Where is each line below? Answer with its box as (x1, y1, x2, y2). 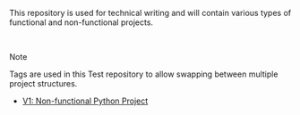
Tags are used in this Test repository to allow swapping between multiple (9, 69, 279, 79)
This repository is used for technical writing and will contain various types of (9, 8, 292, 18)
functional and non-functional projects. (9, 17, 154, 28)
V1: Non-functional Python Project (21, 95, 149, 106)
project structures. (9, 78, 78, 88)
